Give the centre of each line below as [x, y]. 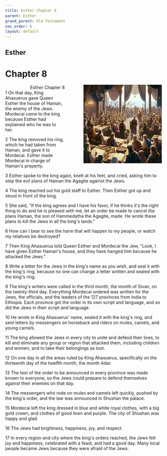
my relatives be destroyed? [33, 236]
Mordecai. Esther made [29, 155]
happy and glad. [22, 419]
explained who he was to [31, 125]
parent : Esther [21, 16]
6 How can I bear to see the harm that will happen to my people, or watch [80, 231]
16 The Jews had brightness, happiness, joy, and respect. [64, 428]
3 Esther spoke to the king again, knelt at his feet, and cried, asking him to [81, 176]
